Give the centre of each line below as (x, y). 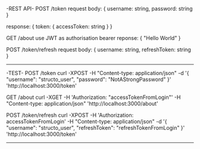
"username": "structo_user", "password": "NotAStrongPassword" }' (89, 79)
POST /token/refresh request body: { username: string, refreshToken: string (99, 49)
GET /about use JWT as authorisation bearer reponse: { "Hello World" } (93, 38)
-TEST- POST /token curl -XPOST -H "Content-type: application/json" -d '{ (98, 73)
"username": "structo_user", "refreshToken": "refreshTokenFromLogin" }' (96, 128)
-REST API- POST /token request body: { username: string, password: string (99, 9)
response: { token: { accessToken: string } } (60, 27)
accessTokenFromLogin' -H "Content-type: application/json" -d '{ (87, 121)
